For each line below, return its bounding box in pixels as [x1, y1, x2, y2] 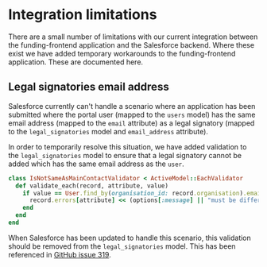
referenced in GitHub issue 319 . [8, 250, 111, 259]
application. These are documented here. [8, 57, 144, 67]
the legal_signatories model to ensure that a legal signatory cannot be [8, 150, 242, 160]
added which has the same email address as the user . [8, 159, 184, 168]
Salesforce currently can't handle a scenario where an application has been [8, 101, 256, 110]
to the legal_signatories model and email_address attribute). [8, 126, 209, 136]
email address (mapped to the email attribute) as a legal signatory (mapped [8, 118, 255, 128]
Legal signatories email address [8, 80, 169, 94]
